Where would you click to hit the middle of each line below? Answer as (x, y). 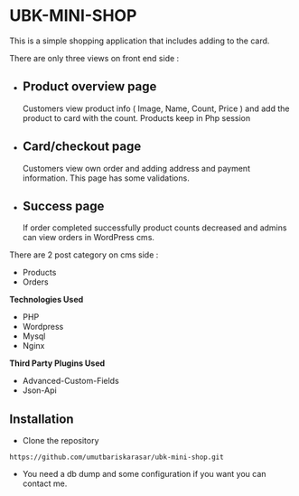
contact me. (45, 483)
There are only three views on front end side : (94, 58)
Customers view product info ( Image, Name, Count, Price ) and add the (156, 108)
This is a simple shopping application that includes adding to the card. (140, 41)
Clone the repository (61, 441)
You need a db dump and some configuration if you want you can (144, 474)
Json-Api (39, 390)
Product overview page (89, 87)
